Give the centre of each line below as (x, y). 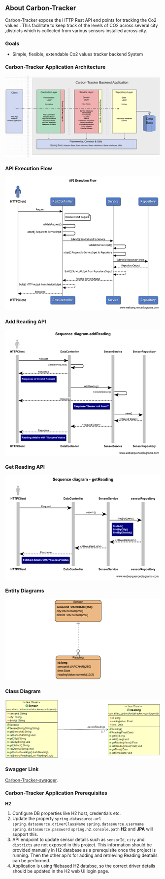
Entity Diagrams (25, 591)
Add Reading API (26, 321)
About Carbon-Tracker (41, 8)
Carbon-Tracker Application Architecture (55, 67)
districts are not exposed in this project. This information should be (82, 845)
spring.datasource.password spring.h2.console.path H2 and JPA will (82, 829)
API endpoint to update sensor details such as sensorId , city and (78, 840)
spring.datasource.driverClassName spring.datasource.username (78, 824)
